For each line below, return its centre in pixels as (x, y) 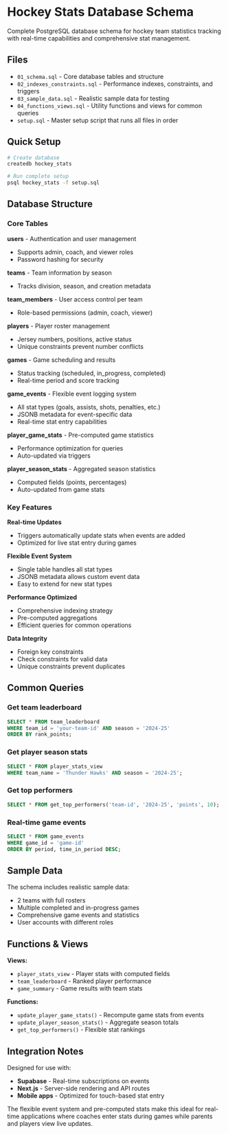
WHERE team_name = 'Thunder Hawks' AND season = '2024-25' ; (95, 773)
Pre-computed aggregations (57, 618)
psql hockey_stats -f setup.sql (53, 183)
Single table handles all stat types (65, 569)
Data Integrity (27, 639)
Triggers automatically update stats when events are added (101, 536)
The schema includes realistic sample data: (68, 887)
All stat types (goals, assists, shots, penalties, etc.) (89, 407)
